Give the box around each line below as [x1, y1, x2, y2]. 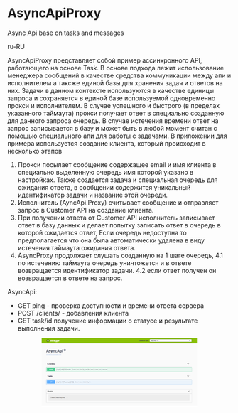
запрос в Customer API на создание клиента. [17, 205, 154, 214]
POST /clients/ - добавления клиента [17, 309, 129, 317]
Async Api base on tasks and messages [7, 28, 124, 37]
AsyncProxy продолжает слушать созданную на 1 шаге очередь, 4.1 [17, 251, 224, 259]
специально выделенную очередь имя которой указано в [17, 168, 194, 176]
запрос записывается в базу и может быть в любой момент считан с [7, 124, 218, 132]
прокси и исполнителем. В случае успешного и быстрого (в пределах [7, 101, 220, 109]
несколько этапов [7, 146, 63, 155]
